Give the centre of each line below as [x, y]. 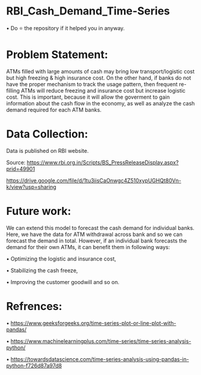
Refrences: [34, 306]
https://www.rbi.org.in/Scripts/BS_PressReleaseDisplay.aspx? [103, 162]
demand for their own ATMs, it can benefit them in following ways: [88, 247]
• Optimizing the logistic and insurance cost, [61, 259]
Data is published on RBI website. [47, 150]
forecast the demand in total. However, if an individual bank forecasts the [97, 240]
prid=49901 [21, 169]
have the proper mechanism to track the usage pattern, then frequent [92, 84]
